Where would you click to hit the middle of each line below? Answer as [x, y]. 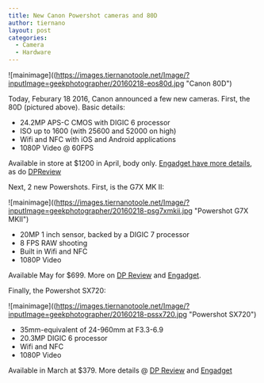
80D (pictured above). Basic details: [67, 107]
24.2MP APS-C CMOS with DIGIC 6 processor [95, 123]
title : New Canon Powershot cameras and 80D [83, 15]
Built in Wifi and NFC [54, 251]
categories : [28, 38]
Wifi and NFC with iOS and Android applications [98, 139]
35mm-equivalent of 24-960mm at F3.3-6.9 [92, 329]
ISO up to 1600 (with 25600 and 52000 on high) [98, 131]
